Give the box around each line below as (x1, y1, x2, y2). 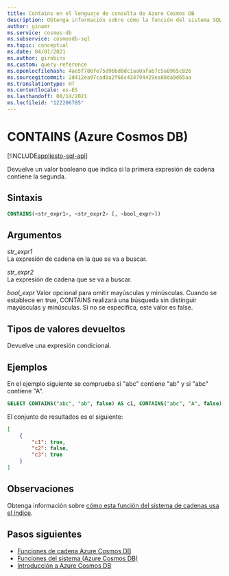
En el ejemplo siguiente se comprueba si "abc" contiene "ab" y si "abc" (7, 379, 209, 388)
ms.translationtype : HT (7, 80, 75, 87)
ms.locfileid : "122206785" (7, 100, 84, 106)
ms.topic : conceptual (7, 42, 69, 49)
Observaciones (7, 483, 74, 495)
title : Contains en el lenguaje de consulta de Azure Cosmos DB (7, 10, 195, 17)
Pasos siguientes (7, 529, 82, 540)
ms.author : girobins (7, 55, 67, 62)
